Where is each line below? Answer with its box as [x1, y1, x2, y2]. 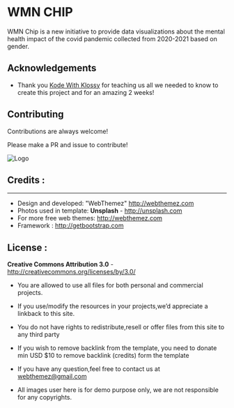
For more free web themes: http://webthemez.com [17, 214, 162, 222]
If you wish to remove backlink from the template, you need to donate [17, 344, 217, 352]
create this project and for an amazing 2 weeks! [17, 88, 155, 96]
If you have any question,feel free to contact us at [17, 365, 160, 373]
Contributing [7, 109, 64, 121]
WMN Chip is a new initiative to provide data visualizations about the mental [7, 27, 225, 36]
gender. [7, 42, 30, 50]
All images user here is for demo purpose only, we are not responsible [17, 386, 219, 394]
